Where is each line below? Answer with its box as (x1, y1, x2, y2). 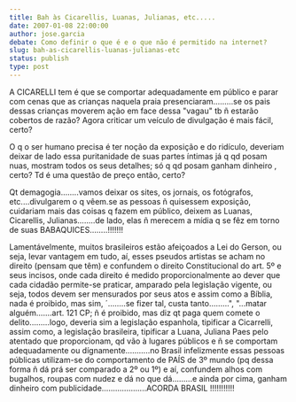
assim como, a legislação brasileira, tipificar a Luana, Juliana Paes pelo (9, 326, 269, 336)
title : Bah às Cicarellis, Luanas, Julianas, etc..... (9, 12, 216, 22)
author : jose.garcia (9, 29, 86, 38)
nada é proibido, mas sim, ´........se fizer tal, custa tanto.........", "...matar (9, 298, 268, 308)
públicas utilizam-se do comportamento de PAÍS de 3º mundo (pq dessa (9, 354, 274, 365)
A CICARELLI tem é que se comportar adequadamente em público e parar (9, 86, 279, 97)
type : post (9, 63, 50, 72)
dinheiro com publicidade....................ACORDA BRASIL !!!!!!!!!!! (9, 383, 235, 393)
